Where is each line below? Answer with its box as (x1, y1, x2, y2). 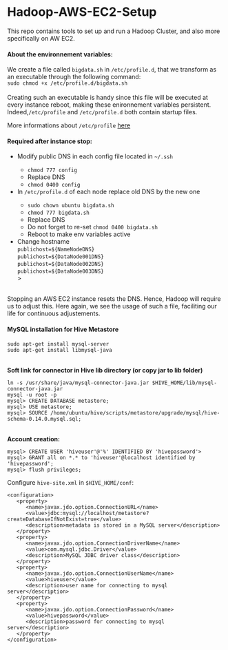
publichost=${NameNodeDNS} (17, 246, 95, 253)
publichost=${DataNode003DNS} (17, 268, 105, 275)
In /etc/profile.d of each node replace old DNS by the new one (17, 187, 200, 196)
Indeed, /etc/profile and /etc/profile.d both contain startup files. (7, 108, 198, 116)
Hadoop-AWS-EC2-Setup (7, 4, 157, 20)
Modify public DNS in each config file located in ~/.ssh (17, 152, 174, 160)
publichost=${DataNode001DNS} (17, 253, 105, 260)
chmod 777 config (27, 167, 78, 174)
